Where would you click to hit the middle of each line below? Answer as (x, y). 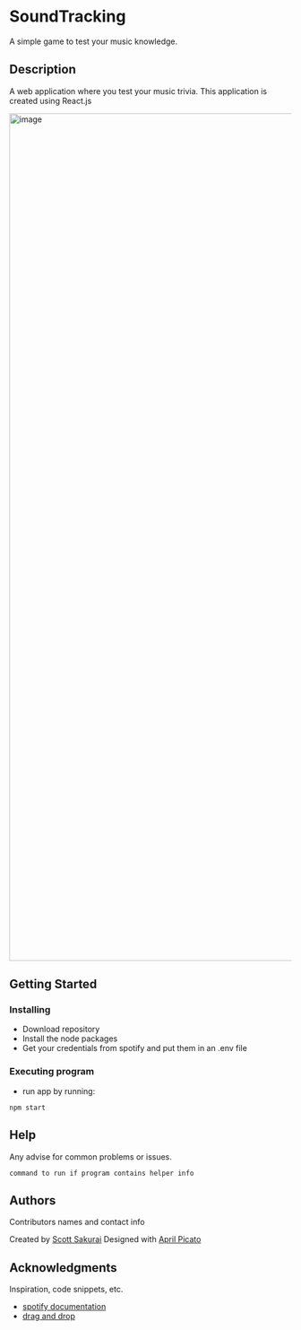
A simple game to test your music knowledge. (93, 41)
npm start (28, 1108)
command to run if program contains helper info (102, 1173)
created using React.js (51, 100)
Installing (30, 1010)
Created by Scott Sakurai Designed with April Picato (105, 1239)
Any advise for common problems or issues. (91, 1156)
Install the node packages (70, 1039)
